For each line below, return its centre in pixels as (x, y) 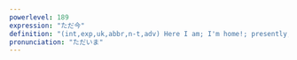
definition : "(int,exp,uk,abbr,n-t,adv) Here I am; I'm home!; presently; (150, 34)
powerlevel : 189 (39, 17)
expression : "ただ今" (47, 26)
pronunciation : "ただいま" (56, 42)
